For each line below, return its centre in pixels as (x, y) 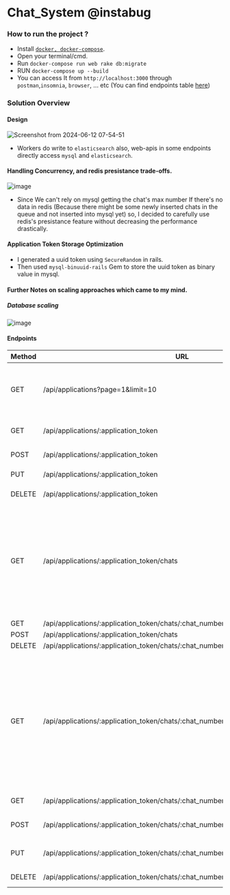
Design (17, 119)
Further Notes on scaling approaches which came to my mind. (97, 290)
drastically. (32, 228)
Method (24, 356)
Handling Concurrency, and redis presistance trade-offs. (90, 171)
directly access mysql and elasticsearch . (75, 155)
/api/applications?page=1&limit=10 (100, 389)
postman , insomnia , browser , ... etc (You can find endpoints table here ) (114, 85)
